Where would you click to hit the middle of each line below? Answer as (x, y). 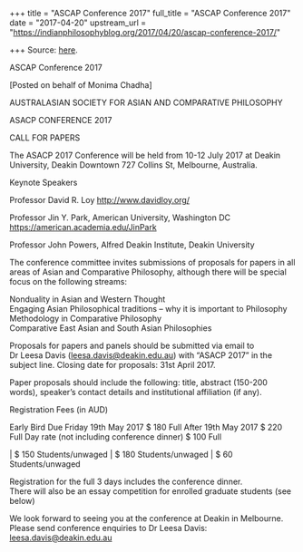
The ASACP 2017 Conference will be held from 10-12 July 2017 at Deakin (145, 155)
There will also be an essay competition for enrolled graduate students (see (151, 491)
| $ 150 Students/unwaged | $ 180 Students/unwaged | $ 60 (121, 454)
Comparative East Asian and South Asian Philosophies (111, 328)
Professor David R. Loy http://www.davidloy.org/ (100, 200)
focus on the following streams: (68, 281)
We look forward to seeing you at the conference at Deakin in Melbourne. (147, 518)
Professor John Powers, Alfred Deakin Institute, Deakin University (132, 245)
